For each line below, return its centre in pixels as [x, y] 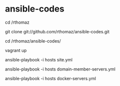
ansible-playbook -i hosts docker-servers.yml [51, 78]
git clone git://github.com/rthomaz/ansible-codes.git [57, 31]
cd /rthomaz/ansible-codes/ [33, 41]
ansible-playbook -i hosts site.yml [39, 59]
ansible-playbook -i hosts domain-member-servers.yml [60, 69]
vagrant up [16, 50]
